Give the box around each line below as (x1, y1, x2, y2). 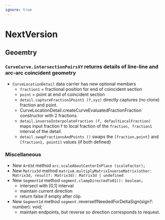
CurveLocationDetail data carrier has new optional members (12, 80, 136, 87)
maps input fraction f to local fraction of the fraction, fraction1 (19, 123, 152, 129)
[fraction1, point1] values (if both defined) (19, 139, 111, 145)
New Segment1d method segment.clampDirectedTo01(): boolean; (12, 177, 144, 183)
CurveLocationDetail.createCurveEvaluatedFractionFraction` (19, 107, 143, 113)
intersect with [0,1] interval (19, 182, 74, 189)
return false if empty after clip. (19, 193, 82, 199)
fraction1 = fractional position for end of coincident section (19, 86, 142, 92)
